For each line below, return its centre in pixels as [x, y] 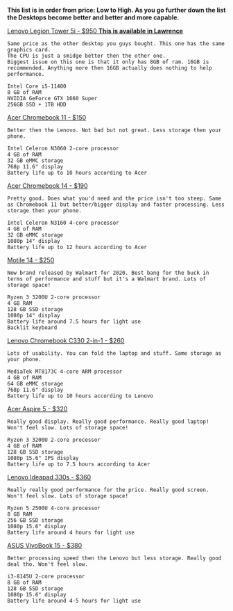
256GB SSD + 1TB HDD [37, 104]
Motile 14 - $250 [31, 260]
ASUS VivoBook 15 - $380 [45, 545]
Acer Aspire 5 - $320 [37, 409]
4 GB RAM [20, 303]
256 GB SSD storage [35, 521]
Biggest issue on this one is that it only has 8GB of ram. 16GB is [108, 62]
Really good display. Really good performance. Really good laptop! [108, 422]
